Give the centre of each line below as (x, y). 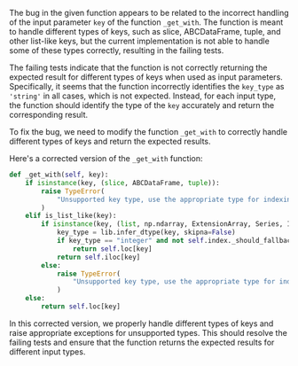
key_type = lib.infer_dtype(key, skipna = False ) (146, 233)
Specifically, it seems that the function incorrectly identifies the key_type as (147, 86)
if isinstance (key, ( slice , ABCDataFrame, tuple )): (122, 183)
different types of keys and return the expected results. (110, 141)
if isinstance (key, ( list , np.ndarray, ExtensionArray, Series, (162, 224)
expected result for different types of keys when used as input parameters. (146, 77)
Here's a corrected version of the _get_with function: (106, 158)
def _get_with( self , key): (59, 175)
